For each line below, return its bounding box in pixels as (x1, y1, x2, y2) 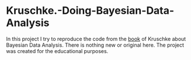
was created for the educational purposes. (6, 47, 109, 54)
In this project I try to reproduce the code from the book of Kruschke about (6, 35, 186, 42)
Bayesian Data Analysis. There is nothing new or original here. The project (6, 42, 185, 48)
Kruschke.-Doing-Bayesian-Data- (6, 4, 175, 17)
